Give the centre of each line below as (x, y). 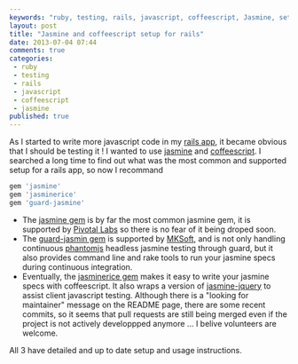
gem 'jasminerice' (43, 194)
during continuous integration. (77, 266)
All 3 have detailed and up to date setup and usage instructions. (125, 350)
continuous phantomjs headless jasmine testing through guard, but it (147, 248)
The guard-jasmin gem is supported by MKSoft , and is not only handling (153, 238)
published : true (39, 116)
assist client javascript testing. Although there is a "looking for (135, 295)
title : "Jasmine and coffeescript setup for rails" (106, 34)
